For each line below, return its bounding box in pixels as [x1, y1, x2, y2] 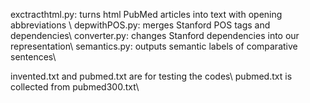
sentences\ [10, 51, 57, 63]
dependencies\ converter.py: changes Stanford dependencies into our [10, 30, 300, 41]
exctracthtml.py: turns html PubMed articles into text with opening [10, 9, 283, 20]
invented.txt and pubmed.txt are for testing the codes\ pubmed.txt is [10, 70, 293, 82]
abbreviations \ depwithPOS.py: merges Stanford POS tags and [10, 19, 271, 31]
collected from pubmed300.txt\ [10, 81, 140, 93]
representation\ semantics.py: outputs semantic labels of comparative [10, 40, 298, 52]
